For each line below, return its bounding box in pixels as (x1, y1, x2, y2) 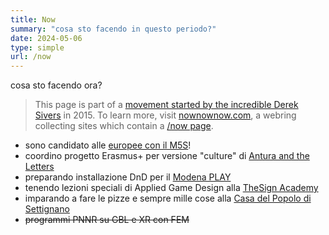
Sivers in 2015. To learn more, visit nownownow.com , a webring (34, 109, 297, 121)
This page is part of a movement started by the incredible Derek (34, 99, 299, 111)
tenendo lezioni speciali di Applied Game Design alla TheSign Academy (24, 182, 319, 194)
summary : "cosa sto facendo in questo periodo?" (10, 24, 217, 34)
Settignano (24, 203, 70, 215)
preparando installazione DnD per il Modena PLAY (24, 171, 232, 183)
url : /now (10, 52, 52, 62)
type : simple (10, 42, 65, 53)
